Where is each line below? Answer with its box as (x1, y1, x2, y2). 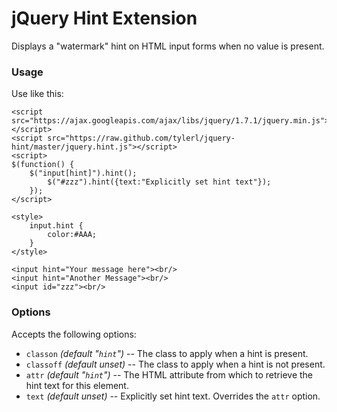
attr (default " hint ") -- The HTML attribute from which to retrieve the (25, 368, 314, 381)
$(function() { (11, 160, 75, 170)
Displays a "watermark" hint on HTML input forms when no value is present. (11, 40, 325, 52)
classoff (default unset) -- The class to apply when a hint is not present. (25, 358, 326, 370)
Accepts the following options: (11, 328, 137, 340)
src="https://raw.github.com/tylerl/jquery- (47, 133, 236, 144)
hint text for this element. (25, 379, 129, 391)
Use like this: (11, 88, 64, 100)
